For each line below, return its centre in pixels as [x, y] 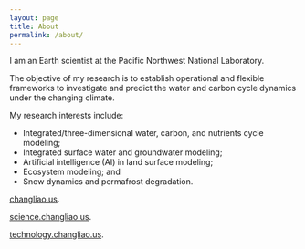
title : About [34, 26]
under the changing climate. [63, 98]
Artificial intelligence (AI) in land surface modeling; [118, 162]
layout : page [34, 18]
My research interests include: [67, 116]
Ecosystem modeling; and [71, 172]
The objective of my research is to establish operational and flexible [137, 78]
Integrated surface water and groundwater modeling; [122, 152]
